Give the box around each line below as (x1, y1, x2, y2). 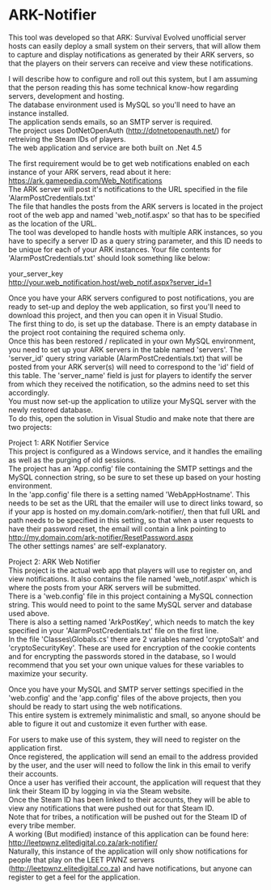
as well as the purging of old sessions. (8, 455, 136, 465)
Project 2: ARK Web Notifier (8, 556, 101, 566)
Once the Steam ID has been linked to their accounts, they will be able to (8, 794, 251, 804)
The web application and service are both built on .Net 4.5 (8, 143, 202, 152)
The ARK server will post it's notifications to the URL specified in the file (8, 184, 248, 194)
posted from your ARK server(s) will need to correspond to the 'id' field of (8, 362, 255, 372)
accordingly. (8, 387, 50, 398)
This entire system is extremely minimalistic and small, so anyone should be (8, 710, 261, 720)
